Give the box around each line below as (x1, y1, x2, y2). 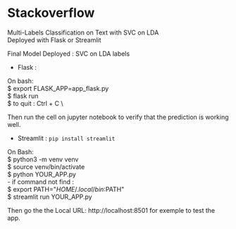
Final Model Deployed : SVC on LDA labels (7, 49, 130, 58)
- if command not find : (7, 178, 75, 186)
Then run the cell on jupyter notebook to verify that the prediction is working (7, 113, 229, 121)
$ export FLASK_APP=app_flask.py (7, 84, 109, 92)
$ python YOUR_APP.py (7, 170, 76, 178)
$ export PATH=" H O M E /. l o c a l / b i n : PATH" (7, 185, 125, 193)
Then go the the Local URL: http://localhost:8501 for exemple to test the (7, 206, 216, 214)
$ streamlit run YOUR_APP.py (7, 192, 93, 201)
